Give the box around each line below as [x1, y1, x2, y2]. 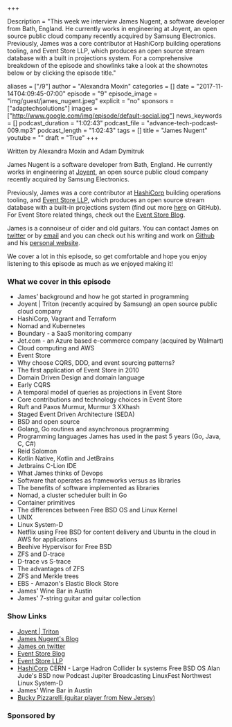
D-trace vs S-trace [17, 557, 71, 566]
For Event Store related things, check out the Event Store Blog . [7, 210, 186, 219]
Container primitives [17, 499, 75, 507]
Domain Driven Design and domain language [17, 373, 145, 382]
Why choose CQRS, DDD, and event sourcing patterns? [17, 359, 175, 367]
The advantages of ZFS [17, 565, 84, 573]
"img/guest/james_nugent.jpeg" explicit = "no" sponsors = [7, 97, 175, 105]
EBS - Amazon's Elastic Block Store [17, 580, 119, 588]
